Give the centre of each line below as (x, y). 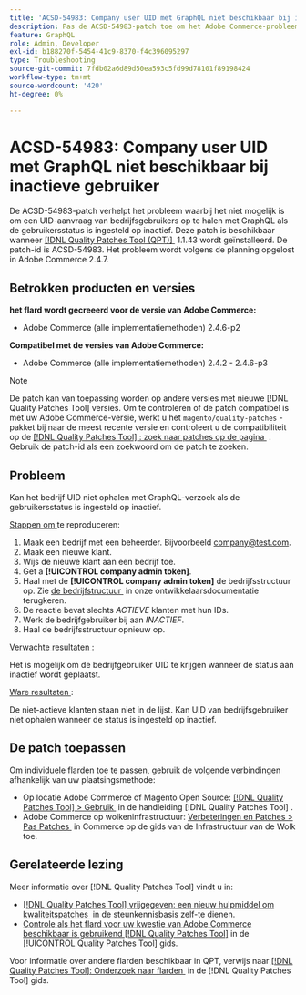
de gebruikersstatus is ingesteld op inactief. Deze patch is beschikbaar (142, 231)
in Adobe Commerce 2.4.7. (59, 260)
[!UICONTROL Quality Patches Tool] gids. (100, 943)
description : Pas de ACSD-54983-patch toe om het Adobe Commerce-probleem (154, 26)
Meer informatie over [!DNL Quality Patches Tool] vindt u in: (122, 887)
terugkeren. (44, 600)
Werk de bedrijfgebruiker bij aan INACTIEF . (103, 620)
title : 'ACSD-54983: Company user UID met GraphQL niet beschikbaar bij (150, 18)
